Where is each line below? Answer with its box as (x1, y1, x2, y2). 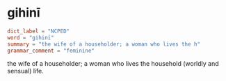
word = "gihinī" (7, 34, 54, 41)
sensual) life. (7, 67, 44, 75)
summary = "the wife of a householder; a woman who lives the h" (7, 40, 200, 48)
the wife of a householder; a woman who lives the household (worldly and (7, 60, 219, 68)
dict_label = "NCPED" (7, 28, 70, 35)
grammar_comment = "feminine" (7, 47, 95, 54)
